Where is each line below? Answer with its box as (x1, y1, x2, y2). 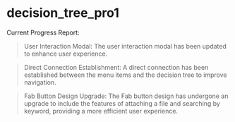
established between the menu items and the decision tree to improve (23, 71, 227, 79)
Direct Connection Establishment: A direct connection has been (23, 63, 209, 71)
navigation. (23, 78, 57, 86)
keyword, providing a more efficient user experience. (23, 106, 178, 115)
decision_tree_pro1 (6, 5, 119, 21)
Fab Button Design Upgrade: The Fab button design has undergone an (23, 92, 229, 100)
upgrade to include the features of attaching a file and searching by (23, 99, 220, 107)
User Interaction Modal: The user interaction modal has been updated (23, 42, 227, 50)
